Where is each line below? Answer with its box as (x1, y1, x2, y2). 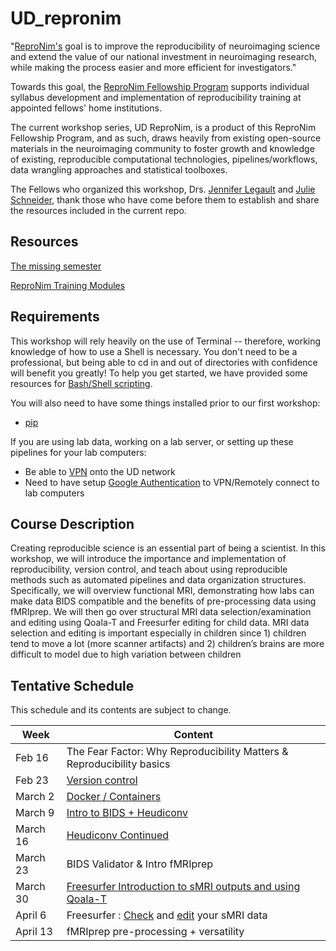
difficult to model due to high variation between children (10, 648, 242, 661)
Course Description (10, 515, 135, 532)
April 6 (15, 908, 47, 922)
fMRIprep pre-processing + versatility (66, 925, 245, 939)
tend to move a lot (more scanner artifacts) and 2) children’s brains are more (10, 638, 325, 650)
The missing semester (10, 260, 102, 272)
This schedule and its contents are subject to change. (10, 704, 232, 716)
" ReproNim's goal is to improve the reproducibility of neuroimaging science (10, 40, 321, 52)
